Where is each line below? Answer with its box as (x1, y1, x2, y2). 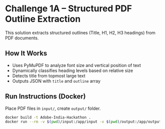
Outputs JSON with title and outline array (12, 78, 101, 84)
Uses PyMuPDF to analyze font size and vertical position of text (12, 62, 141, 68)
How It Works (5, 49, 48, 58)
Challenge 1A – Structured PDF (5, 3, 132, 14)
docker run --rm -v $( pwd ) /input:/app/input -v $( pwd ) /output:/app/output (5, 119, 162, 125)
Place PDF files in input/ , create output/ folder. (5, 105, 101, 111)
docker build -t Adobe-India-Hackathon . (5, 115, 91, 120)
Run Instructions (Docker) (5, 92, 86, 101)
